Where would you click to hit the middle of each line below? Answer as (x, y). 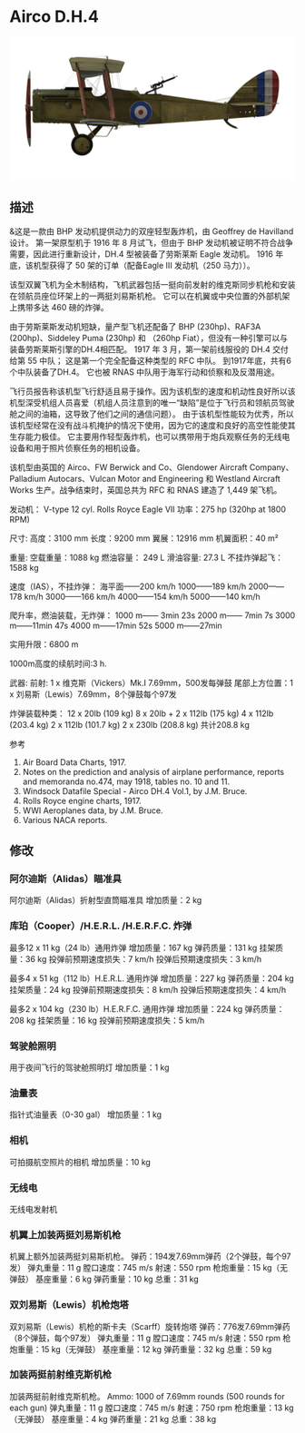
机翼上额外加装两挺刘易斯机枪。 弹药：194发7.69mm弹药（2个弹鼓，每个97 (150, 1256)
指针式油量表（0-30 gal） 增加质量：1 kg (85, 1114)
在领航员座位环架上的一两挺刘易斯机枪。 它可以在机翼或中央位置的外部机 (146, 296)
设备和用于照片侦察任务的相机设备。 (77, 447)
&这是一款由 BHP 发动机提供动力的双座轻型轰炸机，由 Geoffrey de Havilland (152, 231)
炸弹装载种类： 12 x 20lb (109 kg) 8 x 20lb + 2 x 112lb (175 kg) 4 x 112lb (142, 713)
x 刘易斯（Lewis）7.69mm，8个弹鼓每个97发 (93, 694)
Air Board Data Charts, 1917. (74, 762)
